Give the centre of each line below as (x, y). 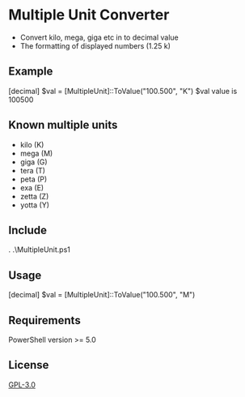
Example (31, 72)
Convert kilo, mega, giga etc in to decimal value (99, 37)
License (29, 365)
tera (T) (33, 170)
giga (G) (34, 162)
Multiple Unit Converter (89, 15)
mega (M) (36, 153)
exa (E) (32, 187)
